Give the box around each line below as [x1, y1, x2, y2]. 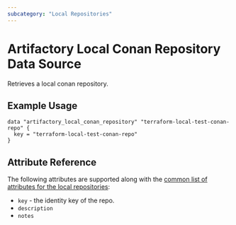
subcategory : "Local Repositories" [7, 10, 113, 18]
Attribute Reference [7, 156, 97, 168]
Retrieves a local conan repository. [7, 79, 108, 88]
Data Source [7, 56, 82, 71]
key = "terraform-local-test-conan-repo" [13, 131, 138, 138]
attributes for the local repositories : [7, 183, 111, 191]
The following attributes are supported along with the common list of [7, 175, 208, 184]
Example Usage [7, 100, 78, 112]
